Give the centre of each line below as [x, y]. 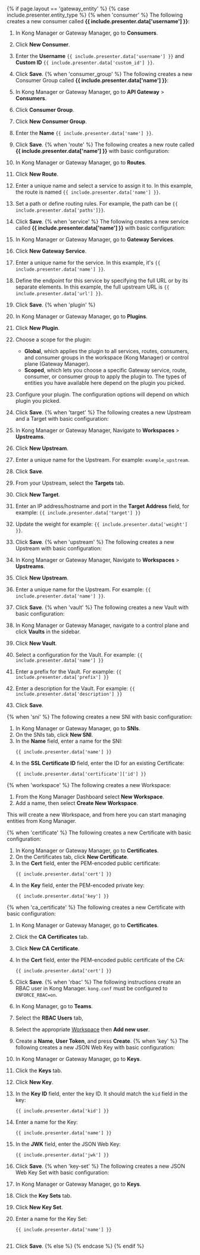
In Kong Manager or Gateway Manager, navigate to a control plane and [102, 625]
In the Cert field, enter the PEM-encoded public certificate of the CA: [100, 960]
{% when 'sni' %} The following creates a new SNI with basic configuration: [100, 717]
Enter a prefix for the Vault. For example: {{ [68, 671]
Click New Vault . [36, 643]
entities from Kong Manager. [42, 821]
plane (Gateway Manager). [57, 364]
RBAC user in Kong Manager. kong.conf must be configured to [91, 988]
